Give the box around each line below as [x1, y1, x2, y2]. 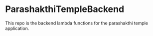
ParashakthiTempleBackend [5, 3, 125, 15]
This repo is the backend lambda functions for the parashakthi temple [5, 20, 149, 26]
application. [5, 25, 29, 31]
